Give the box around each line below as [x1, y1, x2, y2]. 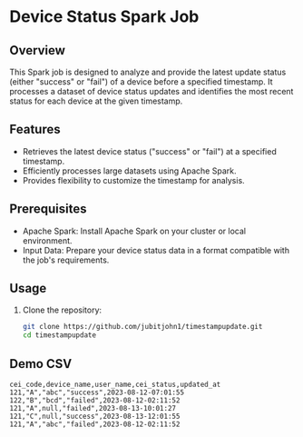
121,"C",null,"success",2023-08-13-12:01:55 [9, 412, 181, 421]
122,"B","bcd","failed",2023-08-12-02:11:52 [9, 396, 181, 405]
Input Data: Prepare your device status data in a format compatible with [22, 244, 290, 255]
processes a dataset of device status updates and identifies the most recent [9, 86, 294, 96]
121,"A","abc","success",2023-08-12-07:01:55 [9, 388, 184, 397]
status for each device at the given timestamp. [9, 95, 183, 106]
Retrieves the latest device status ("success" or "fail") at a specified [22, 145, 277, 156]
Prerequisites [9, 202, 87, 217]
